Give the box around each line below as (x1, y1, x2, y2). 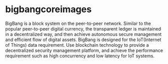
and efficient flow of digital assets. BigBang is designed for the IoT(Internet (5, 37, 161, 43)
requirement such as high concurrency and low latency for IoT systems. (5, 52, 155, 59)
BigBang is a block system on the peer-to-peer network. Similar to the (5, 20, 151, 26)
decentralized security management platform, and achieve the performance (5, 47, 163, 53)
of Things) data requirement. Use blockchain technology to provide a (5, 42, 149, 48)
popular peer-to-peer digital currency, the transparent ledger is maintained (5, 25, 161, 31)
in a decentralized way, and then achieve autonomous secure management (5, 31, 162, 37)
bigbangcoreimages (5, 4, 92, 15)
